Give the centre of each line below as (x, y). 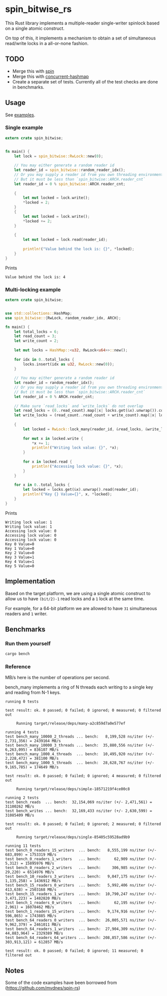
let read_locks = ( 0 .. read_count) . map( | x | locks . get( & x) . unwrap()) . (86, 411)
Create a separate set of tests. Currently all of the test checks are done (85, 81)
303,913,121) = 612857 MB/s (34, 942)
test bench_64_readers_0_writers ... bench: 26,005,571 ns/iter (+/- (81, 921)
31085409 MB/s (20, 816)
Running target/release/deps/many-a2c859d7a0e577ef (71, 724)
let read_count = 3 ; (35, 336)
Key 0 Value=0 (20, 544)
